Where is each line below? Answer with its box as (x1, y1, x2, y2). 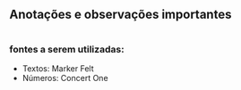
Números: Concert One (22, 72, 109, 83)
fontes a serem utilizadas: (9, 43, 125, 55)
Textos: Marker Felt (22, 62, 94, 74)
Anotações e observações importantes (9, 7, 232, 22)
